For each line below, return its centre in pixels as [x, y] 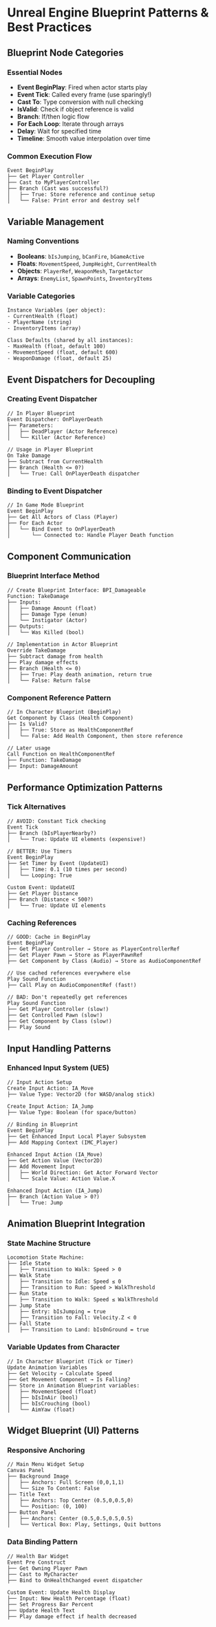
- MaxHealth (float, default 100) [57, 347]
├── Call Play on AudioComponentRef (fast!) [72, 986]
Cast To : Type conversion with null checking [80, 102]
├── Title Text [29, 1495]
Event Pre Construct [37, 1562]
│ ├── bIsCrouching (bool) [49, 1403]
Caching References [42, 922]
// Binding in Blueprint [43, 1124]
